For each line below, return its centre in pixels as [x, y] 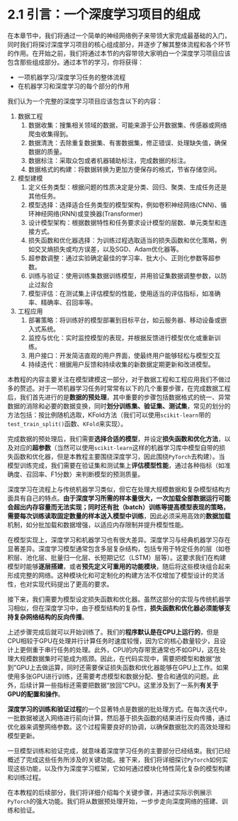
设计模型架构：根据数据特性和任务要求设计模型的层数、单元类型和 [124, 222]
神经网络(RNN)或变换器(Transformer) [89, 213]
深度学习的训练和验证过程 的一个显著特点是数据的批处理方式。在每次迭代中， [119, 709]
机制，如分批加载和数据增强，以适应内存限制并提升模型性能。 [97, 525]
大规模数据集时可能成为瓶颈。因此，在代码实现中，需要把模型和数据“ [114, 658]
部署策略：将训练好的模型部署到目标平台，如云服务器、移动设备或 [124, 320]
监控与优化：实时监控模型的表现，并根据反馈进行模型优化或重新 [121, 337]
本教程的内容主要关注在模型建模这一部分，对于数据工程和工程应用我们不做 [116, 379]
